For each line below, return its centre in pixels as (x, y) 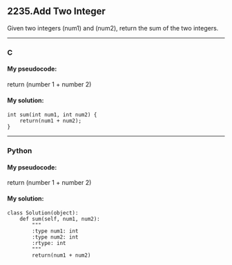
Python (20, 151)
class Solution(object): (43, 213)
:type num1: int (55, 231)
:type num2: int (55, 237)
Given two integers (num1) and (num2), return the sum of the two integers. (113, 28)
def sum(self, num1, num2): (60, 219)
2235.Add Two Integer (56, 11)
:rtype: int (49, 244)
